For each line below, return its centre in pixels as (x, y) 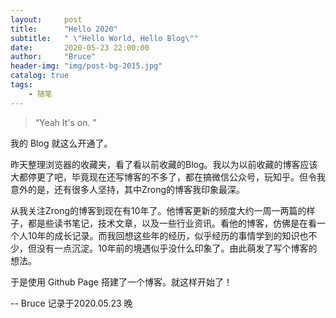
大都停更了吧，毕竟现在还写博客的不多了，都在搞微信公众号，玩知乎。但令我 (168, 177)
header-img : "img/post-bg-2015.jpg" (86, 66)
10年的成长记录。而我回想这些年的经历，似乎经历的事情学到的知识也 (168, 235)
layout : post (46, 19)
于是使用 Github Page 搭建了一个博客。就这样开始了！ (121, 282)
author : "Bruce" (53, 57)
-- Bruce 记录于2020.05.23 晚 (71, 303)
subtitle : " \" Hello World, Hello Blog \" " (104, 38)
